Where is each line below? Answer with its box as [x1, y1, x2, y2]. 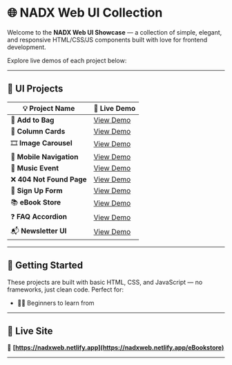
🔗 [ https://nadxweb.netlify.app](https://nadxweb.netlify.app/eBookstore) [7, 344, 224, 352]
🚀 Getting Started [7, 260, 84, 271]
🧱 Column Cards [10, 126, 66, 136]
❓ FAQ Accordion [10, 211, 68, 221]
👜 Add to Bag [10, 115, 55, 125]
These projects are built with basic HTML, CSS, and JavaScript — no [7, 278, 203, 286]
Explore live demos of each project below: [7, 56, 127, 64]
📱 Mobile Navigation [10, 152, 79, 161]
